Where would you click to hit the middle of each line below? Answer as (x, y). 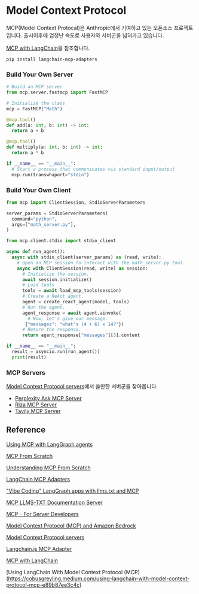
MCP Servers (26, 372)
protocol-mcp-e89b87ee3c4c (43, 584)
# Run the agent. (44, 307)
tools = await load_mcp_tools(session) (71, 291)
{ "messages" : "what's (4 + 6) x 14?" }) (74, 324)
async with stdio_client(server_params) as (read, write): (87, 257)
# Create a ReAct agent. (53, 296)
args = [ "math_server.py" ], (44, 224)
